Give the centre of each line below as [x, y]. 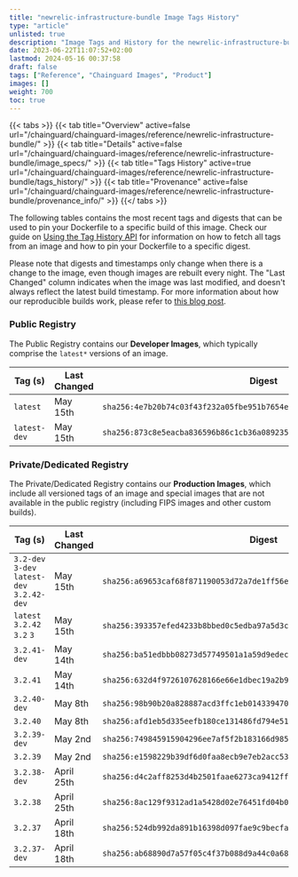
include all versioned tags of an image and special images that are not [137, 493]
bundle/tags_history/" [49, 182]
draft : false [33, 68]
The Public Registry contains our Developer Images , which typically [134, 344]
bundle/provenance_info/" [57, 201]
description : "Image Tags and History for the [97, 42]
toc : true [27, 100]
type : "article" [39, 26]
